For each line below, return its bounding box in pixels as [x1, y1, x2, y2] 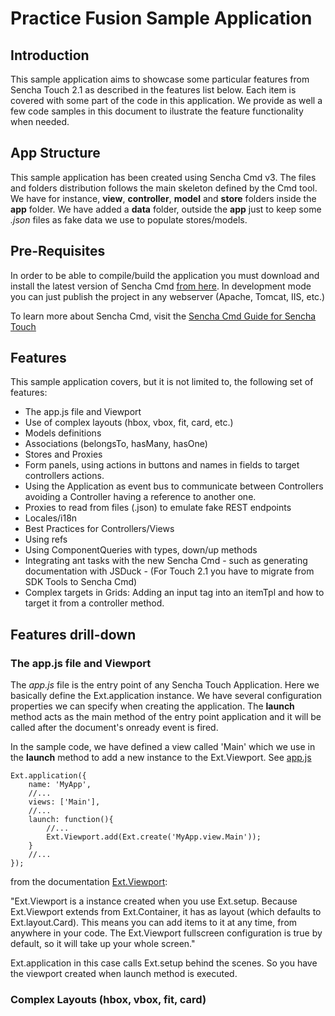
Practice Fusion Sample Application [10, 7, 313, 30]
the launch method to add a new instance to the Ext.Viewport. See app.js [10, 752, 312, 764]
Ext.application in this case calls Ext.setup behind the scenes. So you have [10, 957, 318, 969]
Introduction [10, 47, 90, 64]
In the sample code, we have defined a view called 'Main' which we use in [10, 741, 316, 753]
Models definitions [24, 427, 102, 439]
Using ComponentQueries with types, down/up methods [24, 544, 258, 556]
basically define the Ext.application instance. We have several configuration [10, 690, 323, 702]
